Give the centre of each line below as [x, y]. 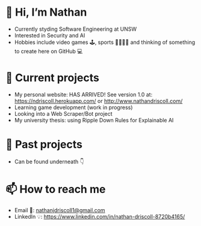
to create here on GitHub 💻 [48, 51]
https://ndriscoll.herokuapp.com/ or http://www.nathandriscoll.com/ [98, 101]
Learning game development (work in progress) [73, 107]
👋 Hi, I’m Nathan [46, 12]
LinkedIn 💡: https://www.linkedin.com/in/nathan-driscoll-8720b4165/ [100, 216]
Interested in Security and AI [50, 35]
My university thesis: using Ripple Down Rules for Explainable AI [94, 120]
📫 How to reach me [56, 189]
